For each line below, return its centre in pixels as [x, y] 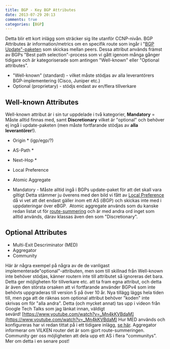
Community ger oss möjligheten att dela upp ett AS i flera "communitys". [81, 335]
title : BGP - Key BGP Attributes [41, 10]
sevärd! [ [14, 314]
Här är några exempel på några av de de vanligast [58, 265]
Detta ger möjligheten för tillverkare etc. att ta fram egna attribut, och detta [83, 281]
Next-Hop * [25, 160]
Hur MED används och [142, 319]
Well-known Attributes [42, 102]
